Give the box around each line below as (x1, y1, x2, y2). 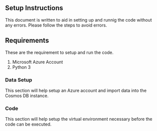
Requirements (5, 36, 49, 45)
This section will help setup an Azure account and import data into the (5, 87, 147, 93)
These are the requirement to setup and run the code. (5, 49, 114, 55)
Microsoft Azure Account (12, 59, 63, 65)
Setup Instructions (5, 4, 63, 12)
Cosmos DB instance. (5, 93, 49, 99)
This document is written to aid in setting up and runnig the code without (5, 17, 152, 23)
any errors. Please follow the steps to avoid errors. (5, 22, 107, 28)
